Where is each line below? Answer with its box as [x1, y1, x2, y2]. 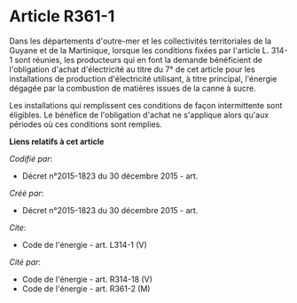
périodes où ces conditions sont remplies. [9, 118, 162, 130]
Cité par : [9, 256, 42, 267]
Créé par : [9, 187, 44, 198]
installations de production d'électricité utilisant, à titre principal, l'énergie [9, 73, 277, 84]
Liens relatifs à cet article [9, 136, 105, 147]
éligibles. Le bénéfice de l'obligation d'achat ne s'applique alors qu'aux [9, 109, 270, 120]
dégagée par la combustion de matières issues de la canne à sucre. [9, 83, 257, 93]
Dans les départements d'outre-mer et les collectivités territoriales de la [9, 36, 272, 46]
